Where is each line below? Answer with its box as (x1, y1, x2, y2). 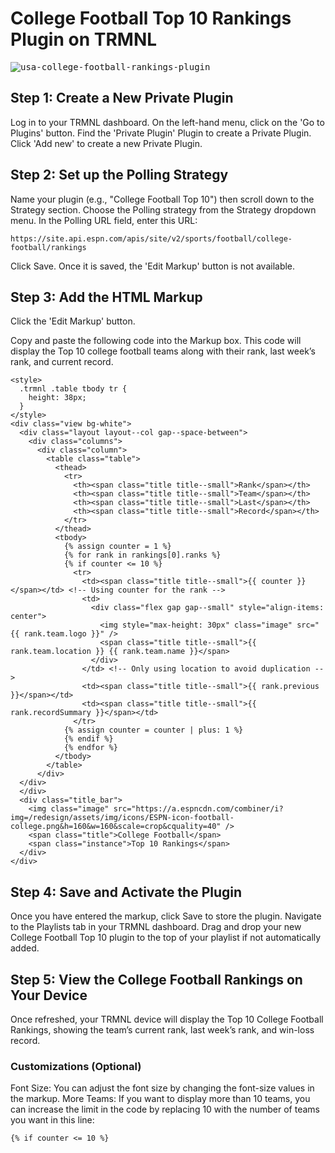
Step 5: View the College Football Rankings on (10, 971, 303, 988)
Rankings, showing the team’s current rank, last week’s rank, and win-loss (10, 1024, 315, 1036)
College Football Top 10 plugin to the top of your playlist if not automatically (10, 932, 322, 944)
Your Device (10, 987, 88, 1004)
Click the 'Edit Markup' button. (10, 315, 136, 327)
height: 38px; (28, 393, 87, 403)
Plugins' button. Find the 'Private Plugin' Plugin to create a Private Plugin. (10, 127, 312, 139)
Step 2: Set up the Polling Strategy (10, 167, 229, 184)
